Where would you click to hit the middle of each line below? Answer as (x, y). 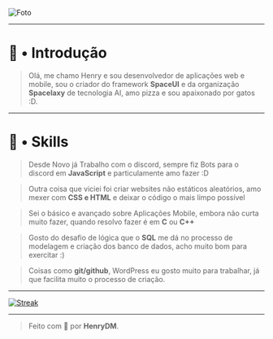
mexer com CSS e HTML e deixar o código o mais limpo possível (136, 197)
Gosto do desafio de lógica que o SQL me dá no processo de (130, 237)
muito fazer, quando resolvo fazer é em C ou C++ (111, 222)
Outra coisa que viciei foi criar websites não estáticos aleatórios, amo (145, 189)
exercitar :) (46, 254)
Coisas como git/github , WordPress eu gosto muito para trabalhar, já (144, 270)
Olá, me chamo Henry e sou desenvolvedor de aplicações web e (136, 75)
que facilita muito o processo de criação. (97, 279)
